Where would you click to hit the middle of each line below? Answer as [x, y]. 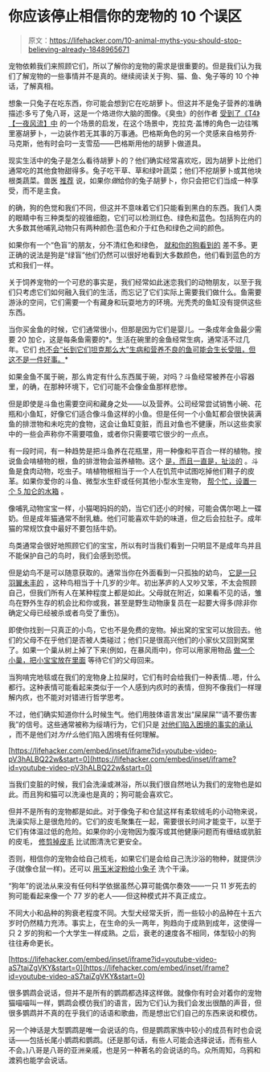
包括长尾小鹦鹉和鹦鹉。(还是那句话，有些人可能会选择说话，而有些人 [143, 1040]
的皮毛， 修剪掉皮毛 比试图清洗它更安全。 [77, 841]
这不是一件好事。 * [39, 359]
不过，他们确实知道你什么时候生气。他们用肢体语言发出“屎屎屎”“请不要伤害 [133, 714]
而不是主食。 [43, 191]
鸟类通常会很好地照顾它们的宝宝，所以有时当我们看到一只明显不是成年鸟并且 [135, 545]
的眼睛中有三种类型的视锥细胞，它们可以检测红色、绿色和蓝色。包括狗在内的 [135, 217]
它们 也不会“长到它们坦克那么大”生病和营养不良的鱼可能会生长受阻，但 [139, 349]
